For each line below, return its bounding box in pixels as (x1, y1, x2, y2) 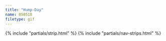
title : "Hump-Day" (5, 7, 44, 12)
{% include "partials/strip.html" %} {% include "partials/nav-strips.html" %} (5, 30, 161, 36)
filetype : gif (5, 16, 35, 21)
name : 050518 (5, 12, 33, 17)
